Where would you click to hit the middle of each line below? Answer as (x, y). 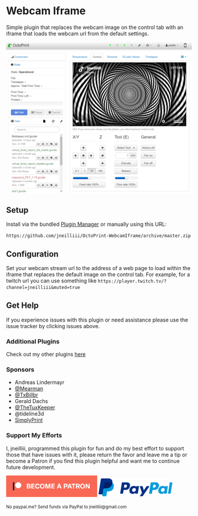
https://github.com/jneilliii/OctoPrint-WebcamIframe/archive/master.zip (99, 236)
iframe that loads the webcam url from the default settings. (77, 33)
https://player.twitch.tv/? (132, 281)
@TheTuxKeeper (35, 408)
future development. (31, 467)
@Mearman (29, 389)
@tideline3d (29, 414)
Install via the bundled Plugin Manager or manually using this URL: (86, 224)
